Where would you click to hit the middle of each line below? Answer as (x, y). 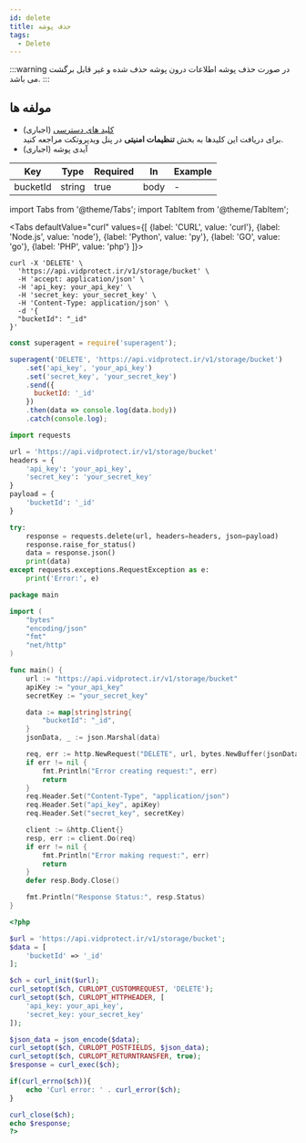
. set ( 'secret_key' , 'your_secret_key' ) (102, 376)
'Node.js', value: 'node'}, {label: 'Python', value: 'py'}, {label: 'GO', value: (145, 237)
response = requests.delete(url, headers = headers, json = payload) (153, 536)
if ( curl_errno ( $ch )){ (51, 1082)
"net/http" (46, 645)
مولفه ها (31, 107)
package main (34, 595)
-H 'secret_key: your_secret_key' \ (87, 296)
